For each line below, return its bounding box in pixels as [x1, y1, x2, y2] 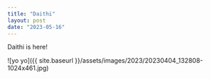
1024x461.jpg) [7, 64, 49, 73]
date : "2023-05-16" [7, 23, 65, 30]
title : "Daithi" [7, 10, 56, 18]
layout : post [7, 17, 46, 24]
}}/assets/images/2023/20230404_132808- [74, 56, 204, 65]
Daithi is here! [7, 43, 48, 51]
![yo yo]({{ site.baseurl [7, 56, 73, 65]
